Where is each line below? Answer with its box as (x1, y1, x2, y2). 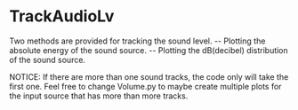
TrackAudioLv (9, 6, 115, 27)
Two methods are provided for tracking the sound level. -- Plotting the (9, 35, 266, 46)
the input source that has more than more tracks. (9, 90, 189, 101)
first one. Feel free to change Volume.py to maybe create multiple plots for (9, 81, 282, 91)
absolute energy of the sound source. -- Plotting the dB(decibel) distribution (9, 44, 289, 55)
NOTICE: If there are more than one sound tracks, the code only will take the (9, 71, 289, 82)
